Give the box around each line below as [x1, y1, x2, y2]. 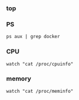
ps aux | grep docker [6, 34, 60, 40]
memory [6, 74, 32, 83]
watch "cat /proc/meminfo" [6, 88, 74, 94]
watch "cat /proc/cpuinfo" [6, 61, 74, 67]
